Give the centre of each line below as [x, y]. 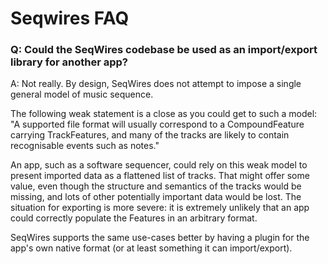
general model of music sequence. [82, 94]
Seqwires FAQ [70, 18]
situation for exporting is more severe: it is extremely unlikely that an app [160, 208]
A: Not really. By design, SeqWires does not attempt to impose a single [156, 84]
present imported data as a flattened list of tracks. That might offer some [160, 176]
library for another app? [69, 62]
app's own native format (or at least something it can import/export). [151, 248]
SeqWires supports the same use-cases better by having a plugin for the [160, 238]
